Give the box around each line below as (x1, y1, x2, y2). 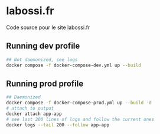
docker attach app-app (6, 111, 62, 117)
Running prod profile (6, 78, 84, 88)
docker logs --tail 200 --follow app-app (6, 122, 110, 128)
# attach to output (6, 106, 54, 111)
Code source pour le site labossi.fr (6, 24, 90, 31)
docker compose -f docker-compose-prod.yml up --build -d (6, 100, 152, 106)
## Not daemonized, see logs (6, 56, 78, 63)
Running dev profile (6, 41, 80, 51)
